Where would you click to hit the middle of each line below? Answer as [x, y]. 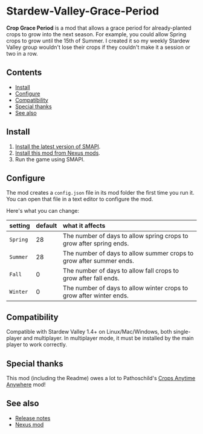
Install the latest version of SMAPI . [58, 146]
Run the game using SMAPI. [50, 159]
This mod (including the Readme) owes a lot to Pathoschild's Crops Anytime [101, 378]
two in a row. [22, 53]
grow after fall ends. [91, 278]
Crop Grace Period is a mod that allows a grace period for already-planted [99, 28]
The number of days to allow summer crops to [128, 253]
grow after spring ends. [96, 244]
